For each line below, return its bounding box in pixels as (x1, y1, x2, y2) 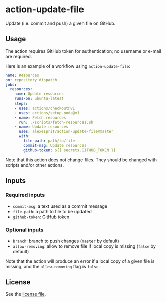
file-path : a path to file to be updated (12, 209, 92, 215)
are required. (5, 53, 32, 59)
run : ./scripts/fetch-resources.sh (18, 120, 94, 125)
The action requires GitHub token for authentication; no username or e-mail (5, 48, 162, 54)
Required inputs (5, 191, 45, 198)
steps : (14, 101, 28, 106)
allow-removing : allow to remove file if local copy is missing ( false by (12, 243, 156, 249)
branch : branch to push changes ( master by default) (12, 238, 119, 244)
